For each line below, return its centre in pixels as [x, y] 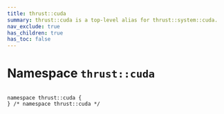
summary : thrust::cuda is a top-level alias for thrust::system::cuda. [112, 20]
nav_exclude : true [34, 26]
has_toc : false [29, 39]
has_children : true [35, 33]
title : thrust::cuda [37, 13]
